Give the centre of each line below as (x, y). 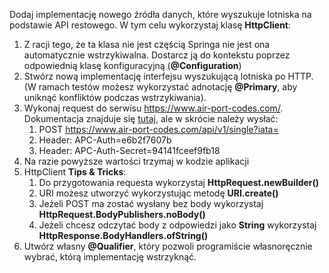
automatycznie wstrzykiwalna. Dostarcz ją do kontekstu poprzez (157, 55)
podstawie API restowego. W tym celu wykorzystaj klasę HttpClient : (150, 25)
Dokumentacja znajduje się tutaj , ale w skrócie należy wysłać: (151, 118)
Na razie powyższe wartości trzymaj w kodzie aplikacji (136, 161)
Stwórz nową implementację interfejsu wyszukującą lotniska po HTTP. (168, 76)
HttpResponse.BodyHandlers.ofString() (123, 235)
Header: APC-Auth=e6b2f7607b (105, 140)
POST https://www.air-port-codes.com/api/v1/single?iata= (158, 129)
